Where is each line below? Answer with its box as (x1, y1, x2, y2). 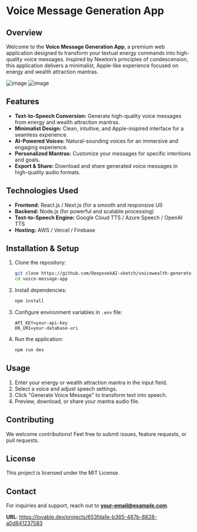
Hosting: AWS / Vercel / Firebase (14, 226, 95, 233)
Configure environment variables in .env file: (14, 309, 122, 316)
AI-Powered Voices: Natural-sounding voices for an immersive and (14, 137, 179, 144)
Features (6, 97, 39, 107)
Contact (6, 486, 36, 496)
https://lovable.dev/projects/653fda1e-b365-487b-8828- (19, 514, 158, 521)
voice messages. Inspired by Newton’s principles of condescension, (24, 56, 189, 62)
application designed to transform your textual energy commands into (6, 49, 175, 57)
